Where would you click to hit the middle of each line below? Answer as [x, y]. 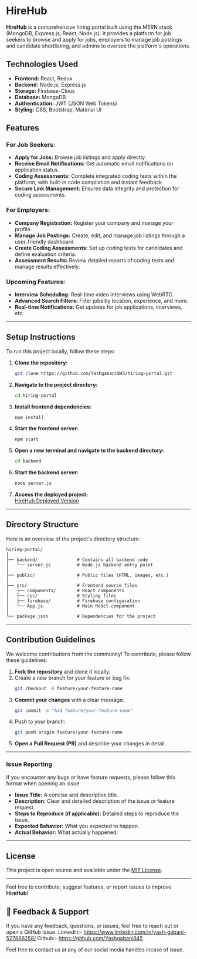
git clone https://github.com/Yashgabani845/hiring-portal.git [94, 373]
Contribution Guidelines [51, 640]
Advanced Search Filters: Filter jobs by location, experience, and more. [101, 301]
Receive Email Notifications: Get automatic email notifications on [94, 164]
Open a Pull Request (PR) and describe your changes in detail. [90, 744]
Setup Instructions [41, 337]
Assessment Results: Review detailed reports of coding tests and [94, 260]
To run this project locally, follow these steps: [61, 351]
